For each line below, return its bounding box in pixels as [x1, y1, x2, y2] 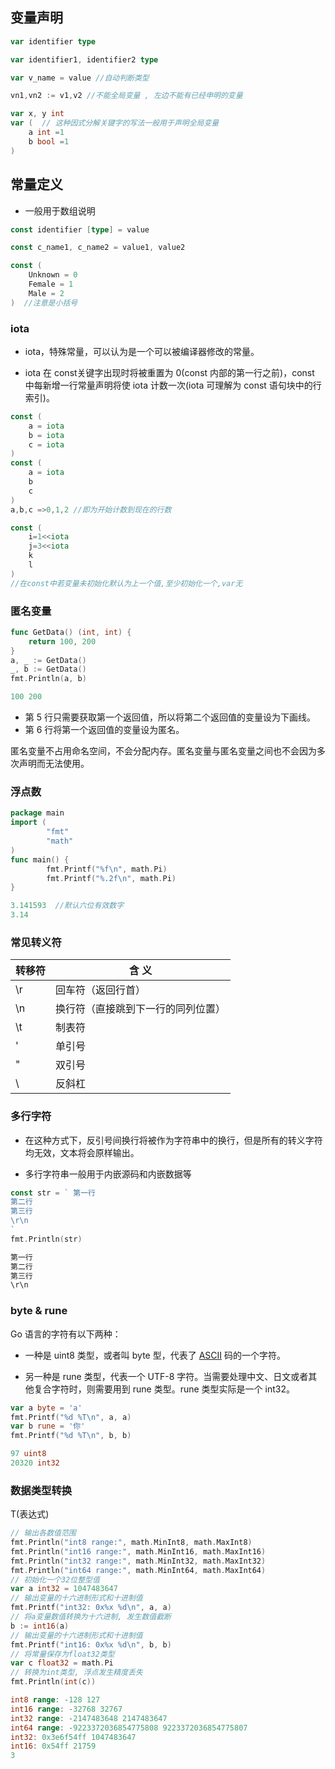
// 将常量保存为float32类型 [10, 1649, 115, 1659]
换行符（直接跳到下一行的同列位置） [55, 1002, 227, 1016]
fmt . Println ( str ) [10, 1234, 83, 1244]
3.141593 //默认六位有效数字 [10, 901, 125, 911]
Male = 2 [28, 288, 65, 298]
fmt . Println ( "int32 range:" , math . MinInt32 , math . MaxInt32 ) [10, 1556, 267, 1566]
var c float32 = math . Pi [10, 1658, 114, 1668]
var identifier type [10, 36, 97, 47]
